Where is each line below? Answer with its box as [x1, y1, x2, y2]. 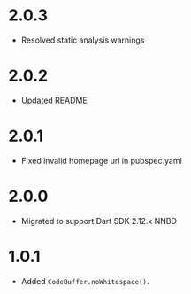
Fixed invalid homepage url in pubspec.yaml [20, 155, 182, 166]
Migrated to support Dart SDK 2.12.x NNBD [20, 215, 178, 226]
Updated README [20, 95, 88, 105]
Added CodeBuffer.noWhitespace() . [20, 275, 149, 286]
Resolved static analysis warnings [20, 35, 145, 45]
